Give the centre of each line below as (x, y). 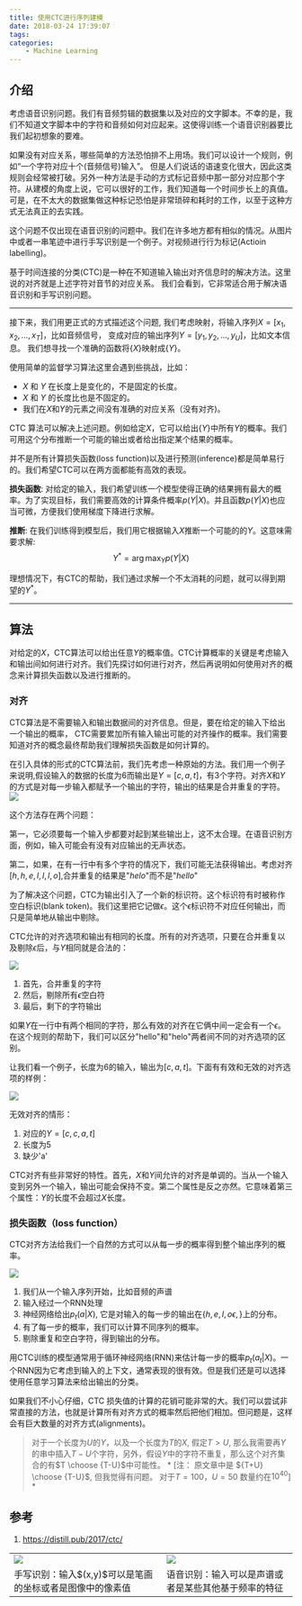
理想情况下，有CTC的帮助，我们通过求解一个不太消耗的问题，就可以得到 (144, 578)
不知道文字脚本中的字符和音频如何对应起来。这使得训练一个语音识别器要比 (155, 124)
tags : (19, 34)
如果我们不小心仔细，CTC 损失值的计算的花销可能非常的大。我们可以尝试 (145, 1401)
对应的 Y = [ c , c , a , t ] (59, 1133)
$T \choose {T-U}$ (91, 1465)
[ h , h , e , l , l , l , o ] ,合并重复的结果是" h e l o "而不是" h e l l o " (104, 876)
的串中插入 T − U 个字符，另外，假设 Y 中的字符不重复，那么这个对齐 (155, 1453)
